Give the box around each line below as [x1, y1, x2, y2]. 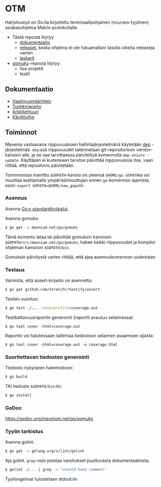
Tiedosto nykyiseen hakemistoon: [5, 365, 73, 371]
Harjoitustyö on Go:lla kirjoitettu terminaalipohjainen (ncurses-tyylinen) [5, 19, 149, 25]
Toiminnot [5, 128, 37, 137]
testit [19, 71, 31, 76]
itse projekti [19, 65, 44, 72]
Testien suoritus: [5, 296, 39, 301]
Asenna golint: [5, 439, 34, 445]
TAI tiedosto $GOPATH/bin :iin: [5, 383, 63, 389]
